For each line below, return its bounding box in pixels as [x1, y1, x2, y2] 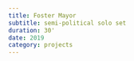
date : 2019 [8, 33, 45, 42]
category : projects [8, 41, 73, 49]
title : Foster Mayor [8, 11, 77, 20]
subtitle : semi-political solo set [8, 19, 127, 27]
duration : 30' [8, 26, 56, 34]
